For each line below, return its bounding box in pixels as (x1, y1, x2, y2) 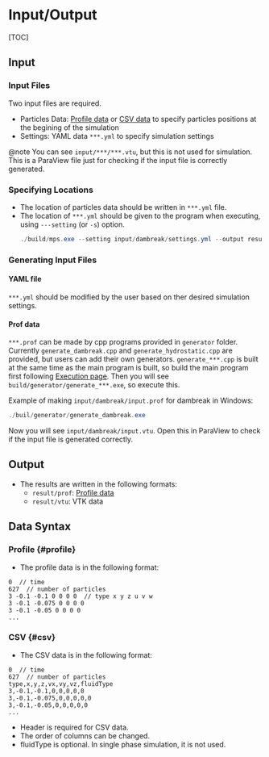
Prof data (8, 319, 40, 328)
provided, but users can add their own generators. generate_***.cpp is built (8, 354, 259, 364)
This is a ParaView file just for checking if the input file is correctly (8, 155, 228, 165)
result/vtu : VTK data (31, 496, 104, 506)
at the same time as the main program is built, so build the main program (8, 363, 249, 373)
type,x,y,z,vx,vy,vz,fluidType (8, 680, 114, 688)
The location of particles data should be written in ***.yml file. (19, 202, 227, 211)
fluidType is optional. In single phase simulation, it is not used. (19, 739, 226, 749)
